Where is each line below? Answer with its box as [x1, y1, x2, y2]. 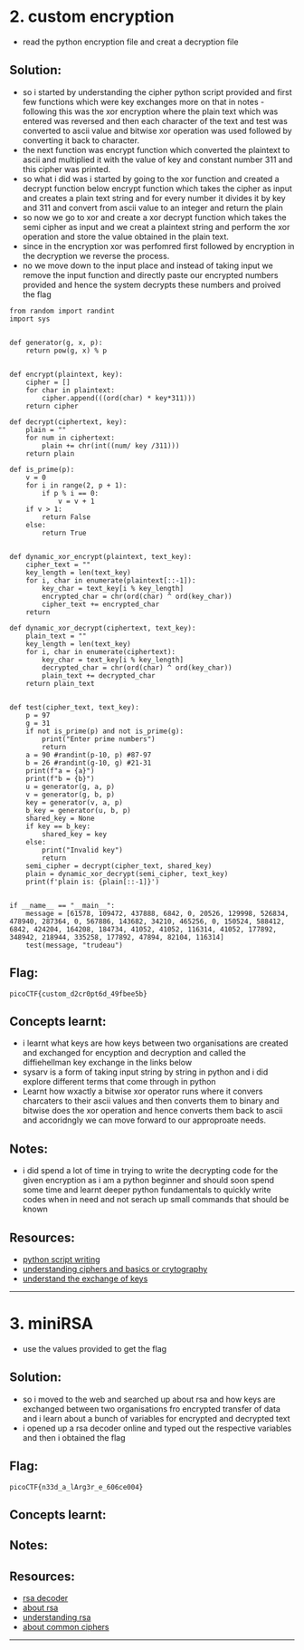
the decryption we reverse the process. [22, 250, 170, 261]
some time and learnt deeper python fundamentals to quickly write [22, 1184, 271, 1195]
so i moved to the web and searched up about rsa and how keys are [22, 1394, 276, 1404]
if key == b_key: [25, 822, 91, 831]
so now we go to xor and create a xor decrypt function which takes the [22, 211, 287, 223]
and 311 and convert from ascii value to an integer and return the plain [22, 202, 283, 213]
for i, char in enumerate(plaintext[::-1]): [25, 575, 196, 585]
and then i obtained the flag [22, 1432, 126, 1443]
